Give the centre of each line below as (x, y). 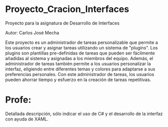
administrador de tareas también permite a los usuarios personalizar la (78, 63)
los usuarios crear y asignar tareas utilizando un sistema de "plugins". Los (81, 47)
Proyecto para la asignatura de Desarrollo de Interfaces (62, 23)
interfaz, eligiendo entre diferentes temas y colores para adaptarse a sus (80, 69)
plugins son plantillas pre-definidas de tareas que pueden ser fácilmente (80, 53)
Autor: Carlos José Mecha (32, 32)
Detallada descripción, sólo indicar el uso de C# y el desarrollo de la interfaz (84, 113)
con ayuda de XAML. (27, 119)
